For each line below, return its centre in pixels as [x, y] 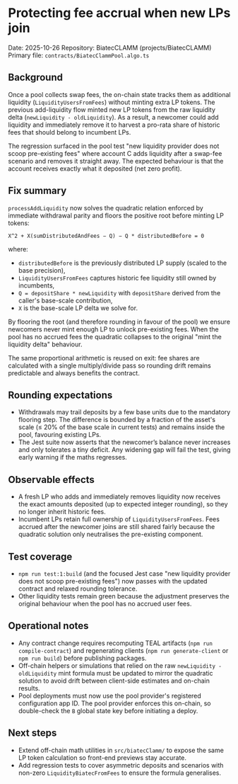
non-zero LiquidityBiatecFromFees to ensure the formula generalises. [120, 773]
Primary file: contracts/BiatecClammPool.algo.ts [79, 55]
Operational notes [48, 626]
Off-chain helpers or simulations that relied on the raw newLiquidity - [120, 665]
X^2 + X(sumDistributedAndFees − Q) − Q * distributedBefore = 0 [106, 236]
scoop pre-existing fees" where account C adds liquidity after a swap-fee [115, 153]
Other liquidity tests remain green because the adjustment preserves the [124, 596]
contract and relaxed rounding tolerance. [78, 589]
